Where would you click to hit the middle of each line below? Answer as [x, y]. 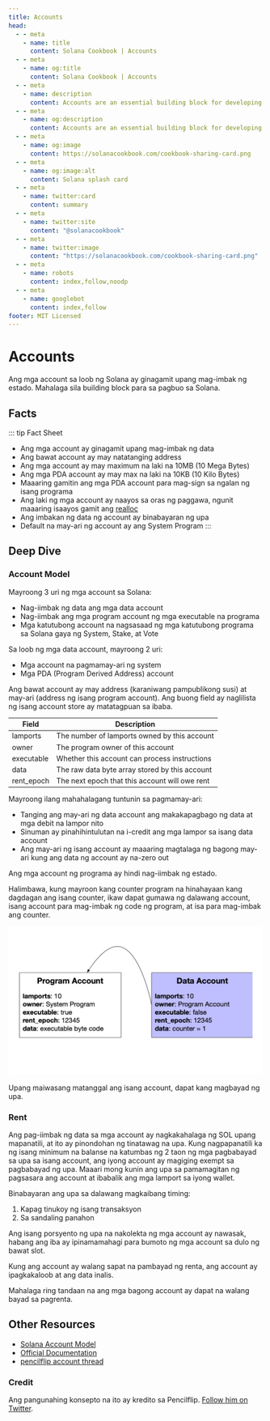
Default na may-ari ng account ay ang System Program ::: [116, 526]
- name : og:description [63, 120]
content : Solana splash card [79, 179]
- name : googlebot [54, 299]
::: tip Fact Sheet [36, 433]
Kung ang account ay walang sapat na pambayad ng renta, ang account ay [133, 1266]
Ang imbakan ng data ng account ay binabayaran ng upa [114, 517]
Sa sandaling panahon [57, 1218]
